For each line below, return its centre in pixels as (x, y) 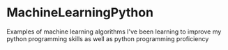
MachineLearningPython (80, 13)
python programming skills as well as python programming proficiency (108, 38)
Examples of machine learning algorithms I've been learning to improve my (114, 32)
